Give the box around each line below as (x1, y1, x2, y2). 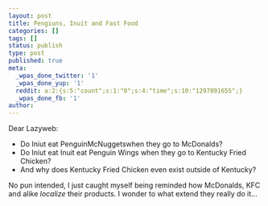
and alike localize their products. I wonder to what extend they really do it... (8, 189, 258, 199)
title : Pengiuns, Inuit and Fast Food (8, 19, 138, 27)
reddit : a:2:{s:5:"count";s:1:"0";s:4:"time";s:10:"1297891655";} (15, 86, 243, 95)
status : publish (8, 42, 63, 50)
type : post (8, 49, 45, 57)
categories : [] (8, 27, 60, 35)
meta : (8, 64, 27, 72)
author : (8, 101, 35, 109)
